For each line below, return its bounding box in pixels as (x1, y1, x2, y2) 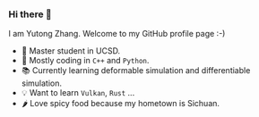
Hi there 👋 (8, 8, 53, 21)
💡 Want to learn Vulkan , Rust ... (21, 88, 135, 98)
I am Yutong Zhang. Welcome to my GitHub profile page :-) (8, 29, 226, 39)
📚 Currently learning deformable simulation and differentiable (21, 65, 251, 76)
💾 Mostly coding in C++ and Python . (21, 55, 150, 66)
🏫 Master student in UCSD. (21, 46, 121, 56)
